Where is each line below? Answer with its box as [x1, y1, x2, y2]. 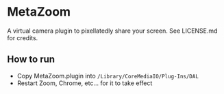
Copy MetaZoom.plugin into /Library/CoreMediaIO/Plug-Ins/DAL [16, 72, 199, 80]
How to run [7, 54, 55, 65]
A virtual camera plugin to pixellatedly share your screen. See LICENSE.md [7, 27, 218, 35]
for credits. [7, 33, 38, 42]
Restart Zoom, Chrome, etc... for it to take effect [16, 79, 153, 87]
